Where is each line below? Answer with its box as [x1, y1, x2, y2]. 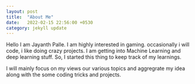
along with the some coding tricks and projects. [6, 71, 122, 78]
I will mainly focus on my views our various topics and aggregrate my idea [6, 65, 186, 72]
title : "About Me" [6, 14, 54, 20]
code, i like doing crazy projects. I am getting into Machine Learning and [6, 48, 181, 55]
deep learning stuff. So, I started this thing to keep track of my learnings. [6, 53, 181, 61]
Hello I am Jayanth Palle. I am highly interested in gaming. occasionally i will [6, 41, 190, 48]
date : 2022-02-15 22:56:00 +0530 [6, 19, 93, 25]
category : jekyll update [6, 25, 67, 31]
